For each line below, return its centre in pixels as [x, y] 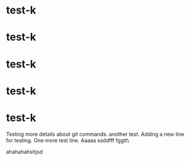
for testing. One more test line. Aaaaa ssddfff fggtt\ [68, 140]
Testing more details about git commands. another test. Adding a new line [95, 134]
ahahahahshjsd [24, 152]
